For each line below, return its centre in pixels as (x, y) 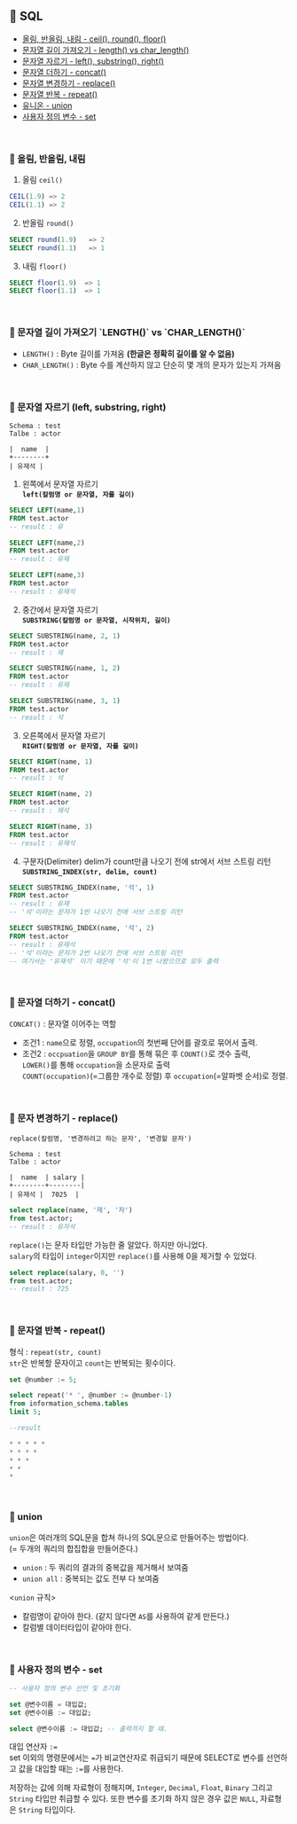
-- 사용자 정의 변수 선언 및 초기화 (65, 1688)
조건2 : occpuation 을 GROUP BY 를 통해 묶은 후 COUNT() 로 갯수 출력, (136, 1053)
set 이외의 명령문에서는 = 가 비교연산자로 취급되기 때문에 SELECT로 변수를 (137, 1757)
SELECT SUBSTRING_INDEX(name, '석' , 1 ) (82, 888)
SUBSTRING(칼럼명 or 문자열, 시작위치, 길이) (96, 620)
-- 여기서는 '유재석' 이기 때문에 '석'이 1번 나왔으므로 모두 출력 (114, 961)
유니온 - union (47, 105)
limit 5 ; (25, 1412)
